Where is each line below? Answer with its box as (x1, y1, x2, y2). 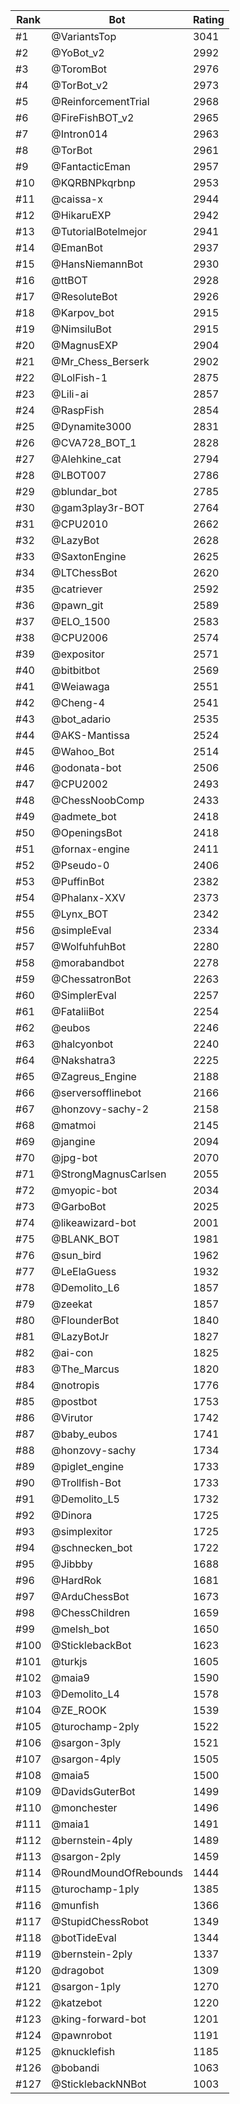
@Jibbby (51, 1557, 93, 1571)
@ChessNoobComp (51, 794, 145, 807)
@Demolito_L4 (51, 1687, 120, 1701)
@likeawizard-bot (51, 1216, 137, 1229)
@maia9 (51, 1671, 90, 1684)
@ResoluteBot (51, 290, 118, 303)
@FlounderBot (51, 1314, 120, 1327)
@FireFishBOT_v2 (51, 111, 135, 124)
